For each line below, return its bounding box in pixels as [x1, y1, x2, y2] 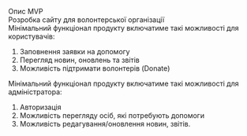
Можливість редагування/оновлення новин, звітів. [19, 119, 191, 128]
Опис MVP [8, 7, 43, 16]
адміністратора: [8, 87, 62, 97]
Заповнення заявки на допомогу [19, 47, 130, 56]
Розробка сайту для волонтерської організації [8, 15, 165, 24]
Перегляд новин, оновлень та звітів [19, 55, 140, 64]
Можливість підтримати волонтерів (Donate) [19, 64, 170, 73]
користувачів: [8, 31, 55, 41]
